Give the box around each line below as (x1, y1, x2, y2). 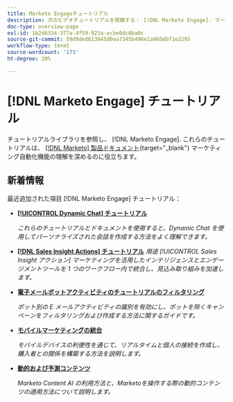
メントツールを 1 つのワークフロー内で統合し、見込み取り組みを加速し (23, 264, 224, 272)
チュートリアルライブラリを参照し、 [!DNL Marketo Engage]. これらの (7, 134, 207, 143)
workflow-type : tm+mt (7, 42, 70, 49)
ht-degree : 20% (7, 55, 51, 62)
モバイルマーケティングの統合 (17, 326, 103, 334)
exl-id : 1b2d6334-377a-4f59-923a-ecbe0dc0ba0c (7, 29, 144, 37)
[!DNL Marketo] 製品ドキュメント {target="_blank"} (44, 143, 190, 152)
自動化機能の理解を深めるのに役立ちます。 (19, 152, 141, 160)
